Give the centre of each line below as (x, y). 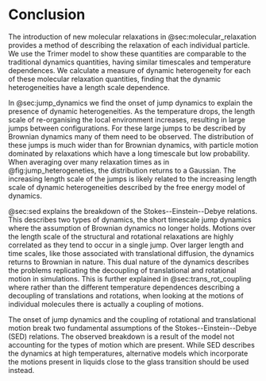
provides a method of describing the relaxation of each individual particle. (129, 45)
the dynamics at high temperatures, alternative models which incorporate (128, 353)
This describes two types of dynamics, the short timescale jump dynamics (130, 220)
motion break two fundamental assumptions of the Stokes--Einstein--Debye (133, 328)
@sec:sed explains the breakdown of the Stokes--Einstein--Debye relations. (133, 211)
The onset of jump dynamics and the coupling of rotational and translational (132, 319)
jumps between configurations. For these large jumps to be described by (127, 128)
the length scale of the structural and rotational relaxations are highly (121, 236)
